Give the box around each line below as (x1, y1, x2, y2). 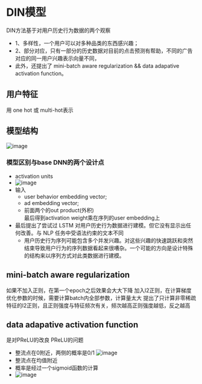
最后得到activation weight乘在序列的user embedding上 (24, 214, 160, 221)
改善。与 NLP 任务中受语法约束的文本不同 (20, 229, 124, 236)
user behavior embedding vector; (24, 193, 107, 200)
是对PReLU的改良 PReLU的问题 (6, 336, 84, 343)
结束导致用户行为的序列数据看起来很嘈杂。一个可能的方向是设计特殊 (24, 244, 194, 252)
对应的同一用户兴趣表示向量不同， (14, 54, 100, 62)
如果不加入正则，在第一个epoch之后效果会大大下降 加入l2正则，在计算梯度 (6, 287, 192, 294)
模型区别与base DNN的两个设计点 (6, 158, 104, 167)
